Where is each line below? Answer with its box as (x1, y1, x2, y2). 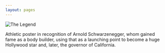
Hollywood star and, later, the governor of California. (5, 41, 116, 48)
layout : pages (5, 7, 36, 13)
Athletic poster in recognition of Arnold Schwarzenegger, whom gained (5, 31, 155, 37)
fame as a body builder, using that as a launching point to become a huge (5, 36, 160, 42)
